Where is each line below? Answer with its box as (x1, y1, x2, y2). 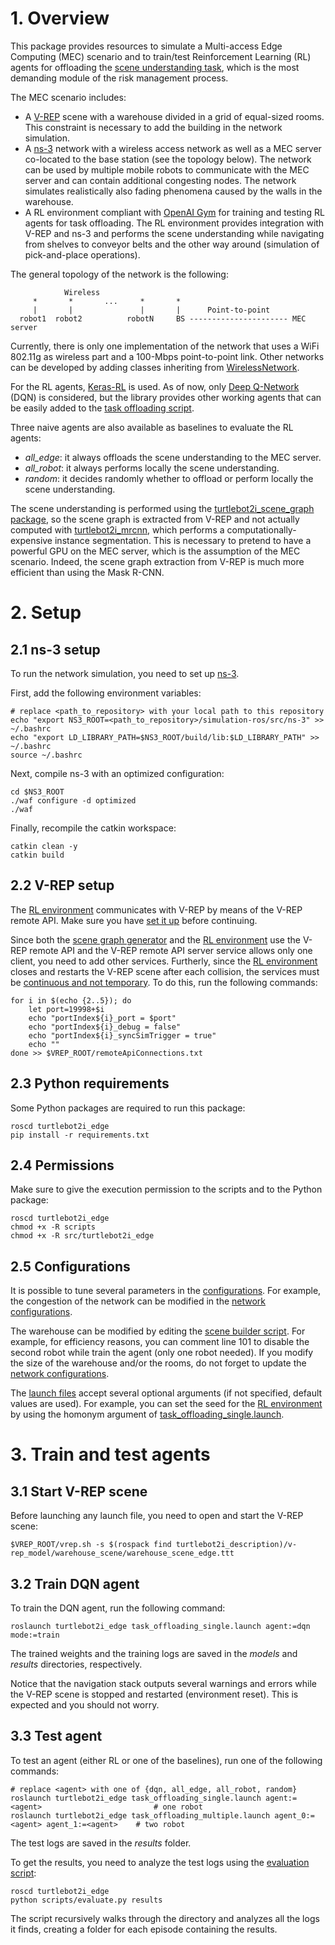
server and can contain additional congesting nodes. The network (24, 174, 297, 186)
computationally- (226, 523, 297, 536)
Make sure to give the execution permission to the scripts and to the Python (10, 1183, 323, 1196)
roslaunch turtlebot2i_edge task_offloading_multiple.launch (10, 1810, 271, 1821)
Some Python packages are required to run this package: (10, 1102, 246, 1114)
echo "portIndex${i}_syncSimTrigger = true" (28, 1030, 217, 1041)
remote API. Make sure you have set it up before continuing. (10, 914, 258, 926)
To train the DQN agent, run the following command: (10, 1602, 226, 1614)
